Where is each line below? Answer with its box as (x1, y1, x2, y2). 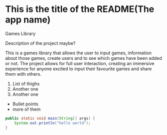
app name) (5, 14, 51, 25)
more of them (12, 106, 41, 112)
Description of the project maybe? (5, 40, 76, 46)
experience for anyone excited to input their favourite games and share (5, 66, 152, 72)
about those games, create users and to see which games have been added (5, 55, 162, 61)
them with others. (5, 71, 42, 77)
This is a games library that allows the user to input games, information (5, 50, 152, 56)
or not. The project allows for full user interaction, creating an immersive (5, 60, 154, 66)
